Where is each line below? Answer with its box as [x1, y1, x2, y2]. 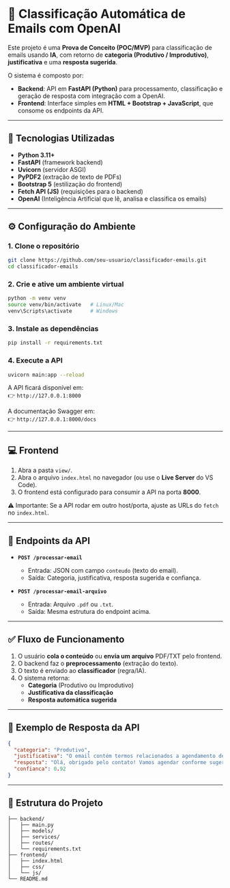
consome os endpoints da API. [17, 106, 104, 114]
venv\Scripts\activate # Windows [8, 308, 118, 314]
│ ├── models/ [8, 827, 54, 835]
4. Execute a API [8, 356, 63, 365]
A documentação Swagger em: [8, 407, 95, 415]
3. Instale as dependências [8, 324, 99, 334]
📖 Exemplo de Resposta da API [8, 722, 140, 734]
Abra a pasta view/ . [17, 466, 73, 475]
